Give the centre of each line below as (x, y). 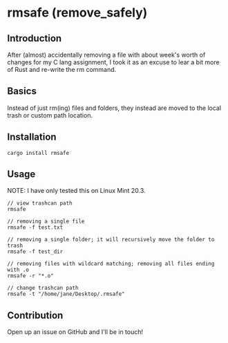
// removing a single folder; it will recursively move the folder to (111, 240)
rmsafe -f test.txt (35, 228)
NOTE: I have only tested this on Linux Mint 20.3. (77, 191)
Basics (22, 91)
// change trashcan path (43, 288)
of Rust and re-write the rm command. (62, 69)
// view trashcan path (40, 203)
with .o (18, 270)
